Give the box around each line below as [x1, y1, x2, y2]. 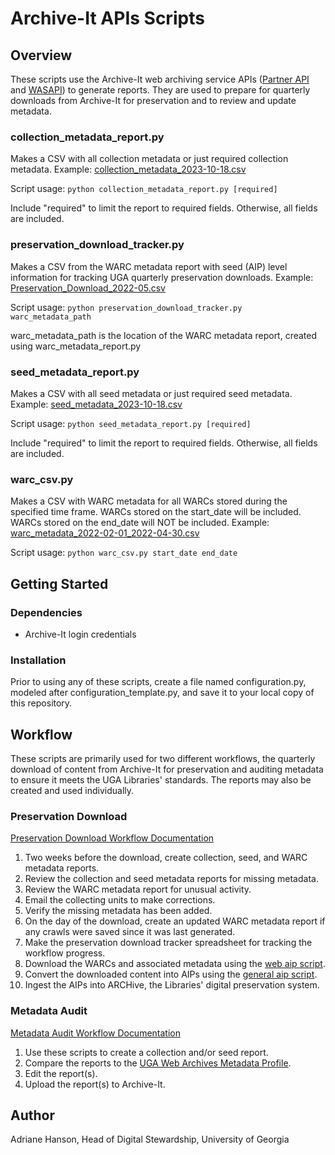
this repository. [10, 697, 73, 709]
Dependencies [10, 605, 83, 619]
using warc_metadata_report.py [10, 340, 142, 352]
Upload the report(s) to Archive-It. [24, 1078, 166, 1090]
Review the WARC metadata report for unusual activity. [24, 883, 252, 896]
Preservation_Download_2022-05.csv [10, 282, 166, 294]
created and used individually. [10, 784, 135, 796]
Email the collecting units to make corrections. [24, 894, 216, 906]
